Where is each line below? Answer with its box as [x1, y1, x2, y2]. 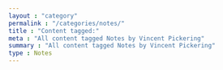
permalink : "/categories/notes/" [8, 19, 126, 27]
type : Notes [8, 49, 53, 57]
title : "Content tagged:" [8, 27, 100, 35]
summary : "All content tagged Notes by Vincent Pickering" [8, 42, 217, 50]
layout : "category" [8, 11, 79, 20]
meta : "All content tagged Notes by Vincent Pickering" [8, 34, 205, 43]
